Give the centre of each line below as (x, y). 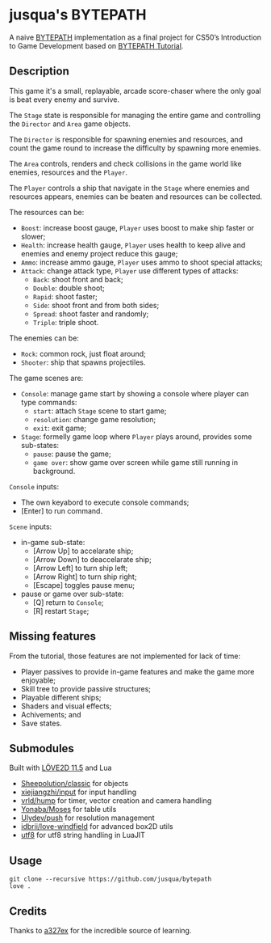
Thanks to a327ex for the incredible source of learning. (100, 930)
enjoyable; (38, 680)
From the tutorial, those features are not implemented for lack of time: (125, 656)
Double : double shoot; (69, 288)
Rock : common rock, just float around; (83, 353)
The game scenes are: (46, 378)
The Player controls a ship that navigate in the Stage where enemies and (129, 188)
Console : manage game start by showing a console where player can (135, 393)
